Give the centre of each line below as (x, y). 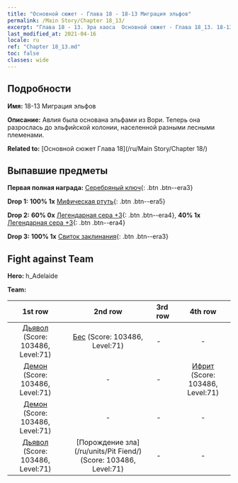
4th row (203, 311)
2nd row (108, 311)
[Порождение (100, 443)
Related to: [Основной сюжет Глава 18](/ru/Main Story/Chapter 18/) (107, 148)
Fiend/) (130, 451)
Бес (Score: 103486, (108, 337)
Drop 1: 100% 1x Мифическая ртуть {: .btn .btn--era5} (86, 201)
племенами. (26, 135)
